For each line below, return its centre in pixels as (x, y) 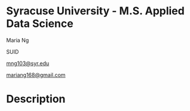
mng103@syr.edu (28, 63)
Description (36, 99)
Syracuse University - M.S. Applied (96, 11)
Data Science (40, 24)
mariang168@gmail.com (36, 75)
